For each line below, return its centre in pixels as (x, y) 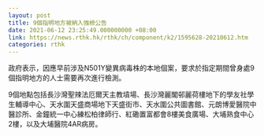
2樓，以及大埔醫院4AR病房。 (55, 124)
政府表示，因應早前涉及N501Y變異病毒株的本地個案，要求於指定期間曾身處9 (131, 68)
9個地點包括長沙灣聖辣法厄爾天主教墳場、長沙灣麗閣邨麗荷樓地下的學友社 (128, 94)
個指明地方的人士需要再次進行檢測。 (67, 78)
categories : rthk (37, 45)
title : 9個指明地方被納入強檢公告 (58, 23)
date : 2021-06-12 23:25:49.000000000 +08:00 (82, 30)
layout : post (30, 15)
